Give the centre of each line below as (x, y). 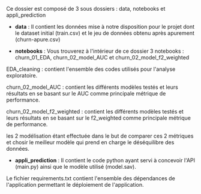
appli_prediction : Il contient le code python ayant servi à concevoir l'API (105, 160)
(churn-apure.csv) (37, 39)
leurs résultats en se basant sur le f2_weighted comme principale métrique (98, 118)
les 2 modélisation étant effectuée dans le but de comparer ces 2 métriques (100, 136)
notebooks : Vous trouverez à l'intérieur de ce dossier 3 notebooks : (99, 51)
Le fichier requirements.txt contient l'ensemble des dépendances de (91, 178)
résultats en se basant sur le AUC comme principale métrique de (86, 93)
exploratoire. (22, 75)
